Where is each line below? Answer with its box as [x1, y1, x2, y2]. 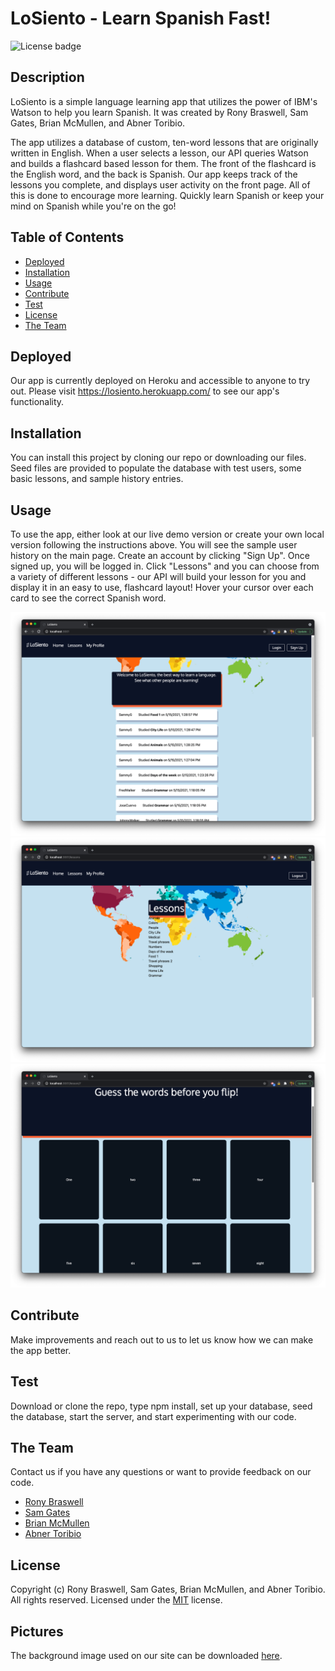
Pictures [10, 1623, 64, 1640]
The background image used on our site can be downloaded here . [10, 1650, 283, 1661]
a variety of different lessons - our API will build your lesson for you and [10, 571, 307, 582]
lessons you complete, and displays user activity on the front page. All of [10, 178, 311, 191]
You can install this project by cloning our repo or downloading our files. [10, 452, 307, 464]
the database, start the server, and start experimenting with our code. [10, 1410, 297, 1422]
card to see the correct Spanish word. [10, 592, 167, 604]
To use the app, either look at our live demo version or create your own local [10, 528, 325, 540]
